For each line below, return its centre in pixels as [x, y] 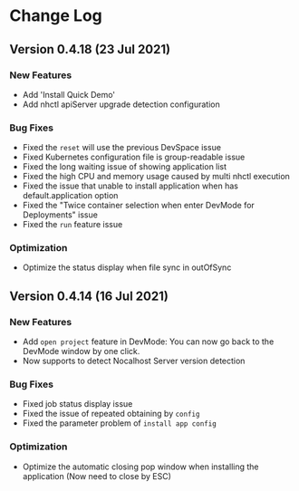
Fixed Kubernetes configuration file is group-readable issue [134, 157]
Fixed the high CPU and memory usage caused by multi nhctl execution [156, 177]
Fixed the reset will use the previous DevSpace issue [122, 148]
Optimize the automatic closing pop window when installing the [141, 467]
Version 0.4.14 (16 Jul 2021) [89, 296]
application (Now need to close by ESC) [97, 476]
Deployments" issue [60, 215]
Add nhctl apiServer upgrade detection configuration [121, 104]
